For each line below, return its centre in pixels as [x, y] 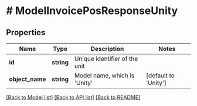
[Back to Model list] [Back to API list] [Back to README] [73, 97]
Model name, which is [104, 76]
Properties [26, 33]
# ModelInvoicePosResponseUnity [92, 11]
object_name [28, 79]
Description [107, 49]
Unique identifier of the [106, 59]
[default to [160, 76]
